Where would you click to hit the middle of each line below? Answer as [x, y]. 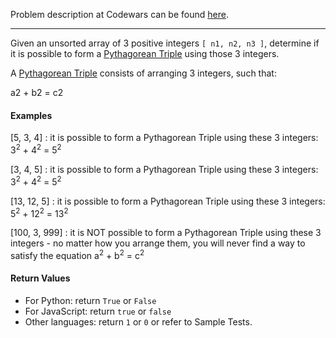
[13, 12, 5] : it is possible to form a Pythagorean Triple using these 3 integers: [168, 201]
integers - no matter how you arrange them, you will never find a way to [158, 243]
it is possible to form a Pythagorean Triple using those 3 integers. [145, 53]
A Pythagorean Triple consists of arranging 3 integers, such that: [143, 73]
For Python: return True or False [90, 301]
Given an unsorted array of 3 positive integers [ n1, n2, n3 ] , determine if [165, 43]
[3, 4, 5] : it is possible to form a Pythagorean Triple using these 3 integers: [164, 169]
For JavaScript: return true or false [98, 311]
